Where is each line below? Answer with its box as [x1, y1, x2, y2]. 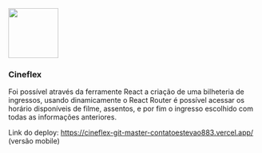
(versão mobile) [8, 136, 60, 146]
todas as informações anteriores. [8, 112, 117, 122]
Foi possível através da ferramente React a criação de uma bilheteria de [8, 87, 245, 96]
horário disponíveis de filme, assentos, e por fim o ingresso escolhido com [8, 104, 254, 114]
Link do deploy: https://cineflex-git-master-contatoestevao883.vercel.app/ [8, 127, 254, 138]
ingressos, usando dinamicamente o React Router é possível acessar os [8, 96, 245, 105]
